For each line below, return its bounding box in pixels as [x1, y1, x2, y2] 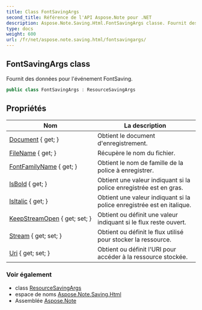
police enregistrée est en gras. [97, 183, 183, 191]
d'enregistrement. [97, 139, 148, 147]
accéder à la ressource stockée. [97, 252, 188, 261]
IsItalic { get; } [9, 197, 48, 205]
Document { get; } [9, 135, 59, 143]
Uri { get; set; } [9, 249, 50, 257]
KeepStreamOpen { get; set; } [9, 214, 92, 223]
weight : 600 [6, 31, 36, 37]
